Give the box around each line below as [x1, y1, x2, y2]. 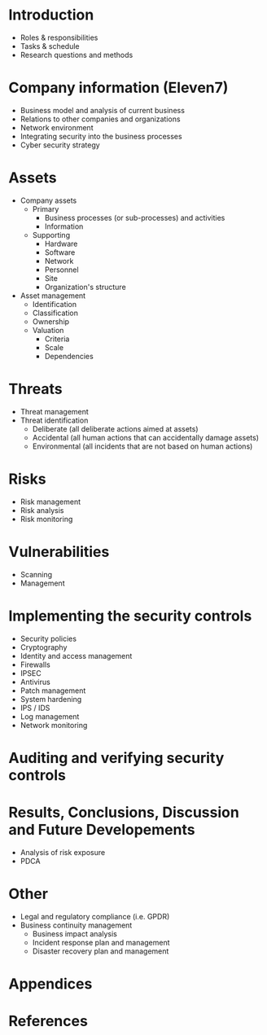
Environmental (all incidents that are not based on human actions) [32, 441, 253, 451]
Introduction [8, 6, 94, 24]
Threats [8, 380, 63, 398]
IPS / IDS [20, 703, 50, 713]
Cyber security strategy [20, 140, 100, 150]
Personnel [44, 265, 79, 274]
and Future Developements [8, 820, 195, 839]
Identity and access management [20, 651, 133, 660]
